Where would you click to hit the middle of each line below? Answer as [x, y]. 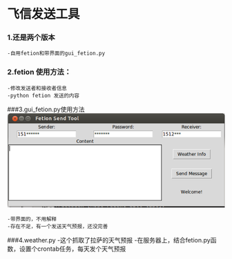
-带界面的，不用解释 [32, 219]
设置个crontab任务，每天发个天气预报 [72, 249]
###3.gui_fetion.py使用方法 [46, 109]
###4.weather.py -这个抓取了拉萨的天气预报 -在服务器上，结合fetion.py [109, 240]
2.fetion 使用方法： [39, 72]
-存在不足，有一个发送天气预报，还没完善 [58, 227]
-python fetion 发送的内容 [43, 95]
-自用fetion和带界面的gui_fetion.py [56, 54]
